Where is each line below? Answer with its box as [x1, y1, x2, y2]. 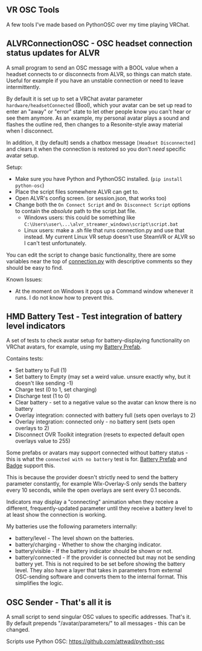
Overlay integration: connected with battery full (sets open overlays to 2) [14, 411, 196, 419]
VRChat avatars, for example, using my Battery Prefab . [6, 343, 142, 350]
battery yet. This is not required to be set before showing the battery [14, 560, 186, 568]
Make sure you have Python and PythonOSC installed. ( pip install [14, 175, 183, 182]
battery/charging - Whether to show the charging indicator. [14, 541, 162, 548]
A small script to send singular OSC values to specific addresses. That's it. [6, 613, 191, 621]
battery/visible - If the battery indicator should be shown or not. [14, 548, 173, 555]
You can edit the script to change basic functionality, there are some [6, 251, 176, 258]
